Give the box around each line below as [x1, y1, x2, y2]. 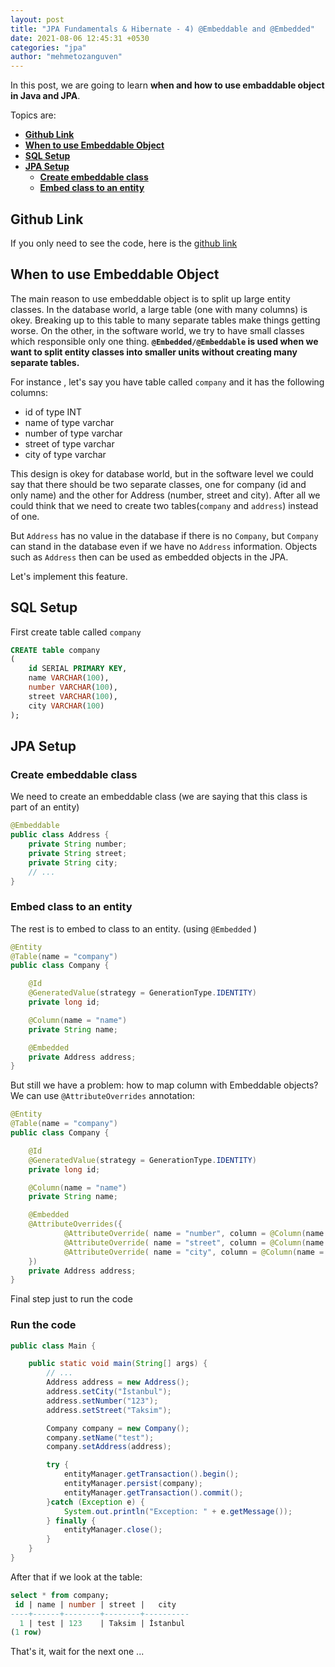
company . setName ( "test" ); [46, 1432, 155, 1443]
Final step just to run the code [10, 1293, 133, 1305]
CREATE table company [10, 645, 101, 655]
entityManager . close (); [63, 1525, 163, 1535]
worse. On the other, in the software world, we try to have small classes [10, 324, 305, 336]
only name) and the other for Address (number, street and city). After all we [10, 489, 321, 501]
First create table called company [10, 626, 142, 638]
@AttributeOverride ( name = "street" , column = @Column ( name [63, 1237, 325, 1248]
